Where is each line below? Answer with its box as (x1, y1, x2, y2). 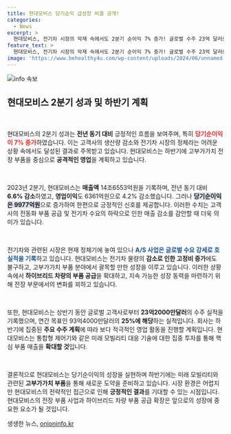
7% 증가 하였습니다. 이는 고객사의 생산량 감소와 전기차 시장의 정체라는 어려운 (14, 138, 218, 147)
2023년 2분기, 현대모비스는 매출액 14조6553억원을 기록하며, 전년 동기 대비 (7, 183, 208, 191)
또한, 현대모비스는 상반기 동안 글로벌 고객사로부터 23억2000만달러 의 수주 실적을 (7, 307, 223, 316)
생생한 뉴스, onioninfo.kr (7, 419, 74, 427)
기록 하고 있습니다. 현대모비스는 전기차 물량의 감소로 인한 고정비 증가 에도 (25, 254, 217, 262)
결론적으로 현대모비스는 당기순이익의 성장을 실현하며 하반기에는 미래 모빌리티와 (7, 370, 219, 378)
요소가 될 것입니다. (19, 404, 70, 413)
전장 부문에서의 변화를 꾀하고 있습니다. (14, 280, 118, 288)
